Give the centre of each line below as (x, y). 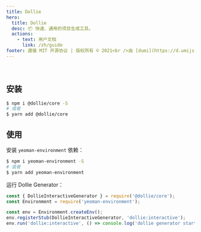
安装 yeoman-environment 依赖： (45, 150)
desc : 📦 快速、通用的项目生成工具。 (53, 28)
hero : (13, 17)
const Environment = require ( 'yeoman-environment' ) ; (73, 202)
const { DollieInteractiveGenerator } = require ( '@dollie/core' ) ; (91, 196)
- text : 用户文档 (37, 39)
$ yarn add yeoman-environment (45, 172)
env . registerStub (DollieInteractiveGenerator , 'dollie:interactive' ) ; (96, 218)
